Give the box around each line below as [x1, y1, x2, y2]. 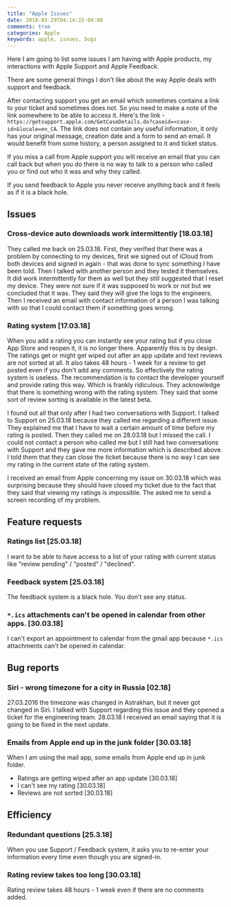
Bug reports [7, 662, 60, 674]
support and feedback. [7, 83, 72, 91]
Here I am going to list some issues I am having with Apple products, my [7, 55, 212, 63]
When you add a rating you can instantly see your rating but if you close [7, 336, 212, 345]
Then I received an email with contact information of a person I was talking [7, 296, 219, 305]
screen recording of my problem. [7, 496, 101, 504]
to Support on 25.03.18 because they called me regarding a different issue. [7, 416, 219, 424]
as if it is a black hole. [7, 188, 69, 197]
